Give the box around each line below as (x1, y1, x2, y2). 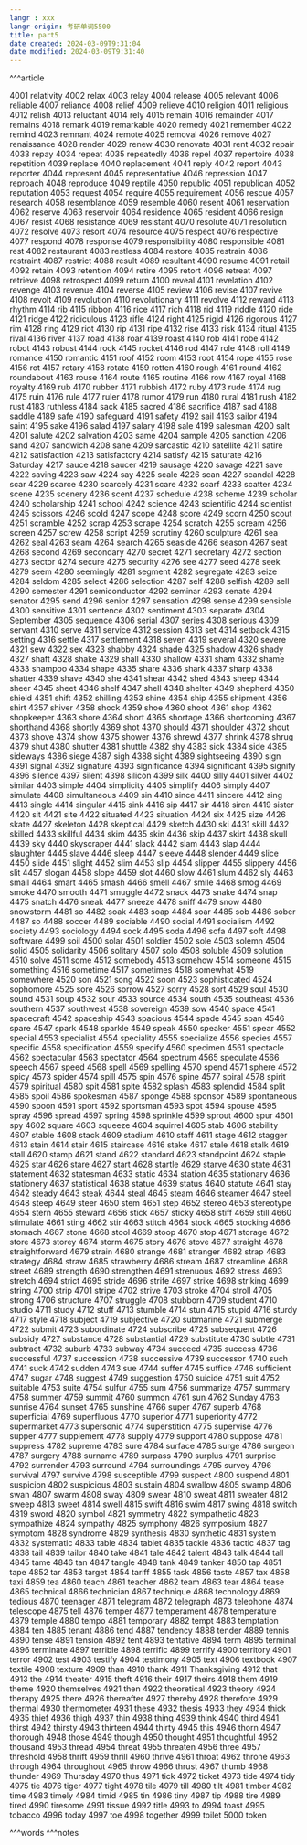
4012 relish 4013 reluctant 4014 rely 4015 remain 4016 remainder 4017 (9, 110, 274, 121)
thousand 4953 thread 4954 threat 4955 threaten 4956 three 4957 (9, 1742, 262, 1753)
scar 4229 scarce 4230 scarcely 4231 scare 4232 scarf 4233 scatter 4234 (9, 479, 293, 490)
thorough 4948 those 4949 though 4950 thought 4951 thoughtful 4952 (9, 1732, 278, 1743)
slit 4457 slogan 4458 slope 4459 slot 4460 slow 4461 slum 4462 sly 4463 (9, 868, 294, 879)
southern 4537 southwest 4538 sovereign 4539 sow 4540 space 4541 (9, 1003, 276, 1015)
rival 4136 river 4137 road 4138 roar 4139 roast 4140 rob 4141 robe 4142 (9, 333, 279, 344)
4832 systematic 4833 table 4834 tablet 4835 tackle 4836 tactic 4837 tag (9, 1538, 291, 1549)
